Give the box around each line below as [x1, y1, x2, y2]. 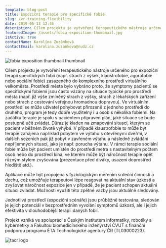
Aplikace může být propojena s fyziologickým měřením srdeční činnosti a [5, 171, 154, 177]
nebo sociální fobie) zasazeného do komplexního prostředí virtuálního [5, 78, 147, 84]
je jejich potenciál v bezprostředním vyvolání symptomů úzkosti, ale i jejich [5, 202, 157, 208]
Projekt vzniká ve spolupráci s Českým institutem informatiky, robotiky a [5, 217, 152, 223]
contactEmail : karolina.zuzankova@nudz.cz [5, 44, 94, 49]
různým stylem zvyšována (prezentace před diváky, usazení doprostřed [5, 156, 151, 162]
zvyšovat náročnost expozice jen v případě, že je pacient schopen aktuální [5, 182, 157, 188]
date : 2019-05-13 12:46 [5, 21, 54, 26]
